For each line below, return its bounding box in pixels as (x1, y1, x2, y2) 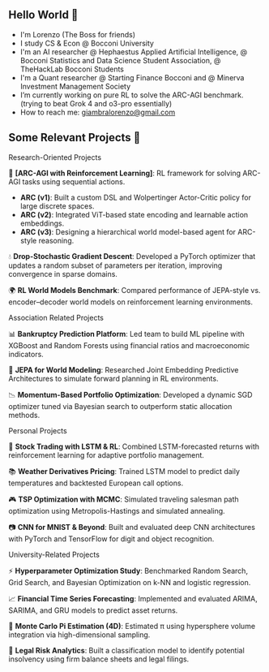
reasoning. (38, 235, 75, 245)
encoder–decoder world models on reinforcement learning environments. (8, 297, 254, 307)
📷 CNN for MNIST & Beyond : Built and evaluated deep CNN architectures (8, 522, 255, 532)
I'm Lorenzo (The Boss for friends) (19, 29, 136, 39)
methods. (8, 410, 41, 420)
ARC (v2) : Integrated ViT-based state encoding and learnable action (19, 209, 249, 219)
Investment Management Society (19, 81, 131, 91)
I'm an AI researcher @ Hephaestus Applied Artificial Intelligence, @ (19, 46, 248, 57)
